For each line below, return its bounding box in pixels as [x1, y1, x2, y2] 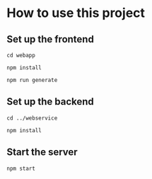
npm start [6, 165, 36, 172]
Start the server [6, 146, 78, 158]
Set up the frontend [6, 33, 95, 45]
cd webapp [6, 52, 36, 59]
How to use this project [6, 5, 146, 21]
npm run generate [6, 76, 58, 83]
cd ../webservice [6, 115, 58, 122]
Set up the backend [6, 96, 95, 108]
